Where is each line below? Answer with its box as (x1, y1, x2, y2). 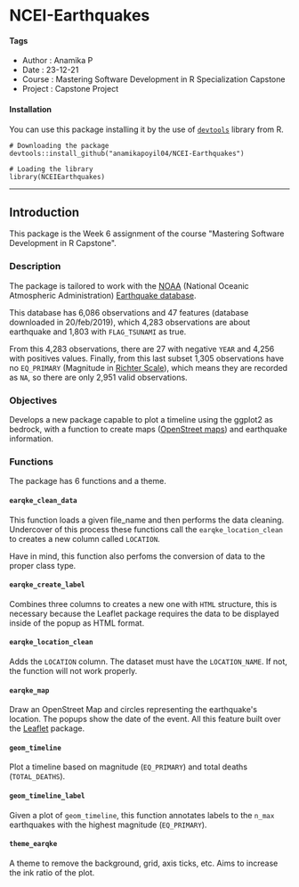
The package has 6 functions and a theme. (9, 476, 166, 487)
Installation (9, 103, 52, 114)
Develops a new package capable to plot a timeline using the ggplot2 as (9, 415, 273, 424)
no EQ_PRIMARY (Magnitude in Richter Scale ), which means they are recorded (9, 362, 287, 373)
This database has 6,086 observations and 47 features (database (9, 307, 249, 317)
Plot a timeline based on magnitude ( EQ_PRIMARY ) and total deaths (9, 761, 247, 772)
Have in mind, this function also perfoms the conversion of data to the (9, 550, 265, 562)
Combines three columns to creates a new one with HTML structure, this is (9, 598, 278, 609)
